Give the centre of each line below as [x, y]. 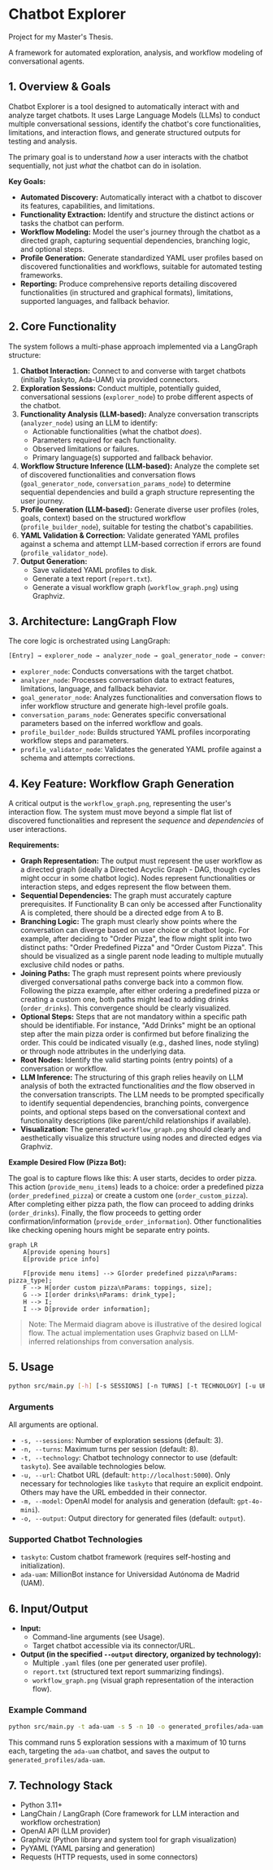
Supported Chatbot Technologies [76, 1539]
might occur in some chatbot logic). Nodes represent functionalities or [138, 878]
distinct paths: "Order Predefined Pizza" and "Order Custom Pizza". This [141, 948]
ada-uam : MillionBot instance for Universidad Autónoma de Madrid [130, 1574]
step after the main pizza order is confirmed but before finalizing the [134, 1034]
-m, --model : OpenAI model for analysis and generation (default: [128, 1501]
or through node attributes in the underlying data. [103, 1051]
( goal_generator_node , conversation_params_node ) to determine [126, 483]
